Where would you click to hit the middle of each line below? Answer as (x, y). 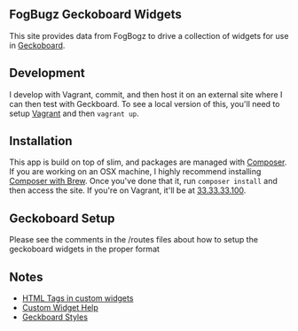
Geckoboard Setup (62, 218)
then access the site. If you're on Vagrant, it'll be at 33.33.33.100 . (128, 190)
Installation (41, 141)
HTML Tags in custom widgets (78, 298)
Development (47, 73)
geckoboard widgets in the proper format (84, 249)
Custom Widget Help (60, 308)
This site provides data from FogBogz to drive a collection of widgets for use (149, 35)
